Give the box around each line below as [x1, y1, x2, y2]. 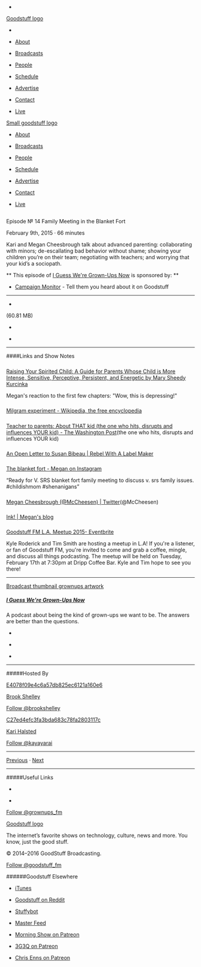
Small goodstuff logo [6, 119, 58, 126]
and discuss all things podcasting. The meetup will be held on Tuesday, [6, 553, 182, 560]
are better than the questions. [6, 618, 80, 625]
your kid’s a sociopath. [6, 260, 62, 267]
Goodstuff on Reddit [14, 896, 65, 904]
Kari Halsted [6, 728, 37, 735]
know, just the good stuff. [6, 838, 69, 845]
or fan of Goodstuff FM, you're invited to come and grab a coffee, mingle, [6, 546, 187, 554]
